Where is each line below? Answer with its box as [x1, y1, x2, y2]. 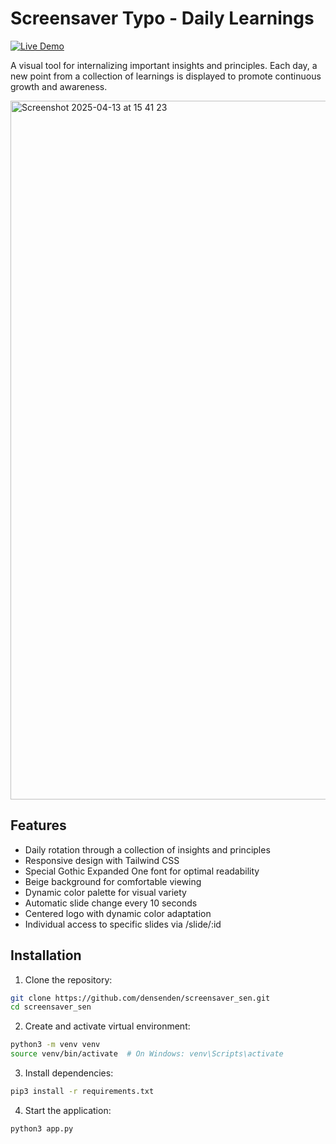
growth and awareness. [10, 80, 108, 92]
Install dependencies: [24, 1067, 114, 1079]
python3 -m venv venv [10, 1040, 101, 1050]
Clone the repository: [24, 973, 113, 986]
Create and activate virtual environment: [24, 1020, 191, 1032]
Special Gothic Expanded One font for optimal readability [24, 865, 260, 877]
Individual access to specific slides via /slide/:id [24, 918, 222, 930]
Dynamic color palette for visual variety [24, 886, 187, 898]
